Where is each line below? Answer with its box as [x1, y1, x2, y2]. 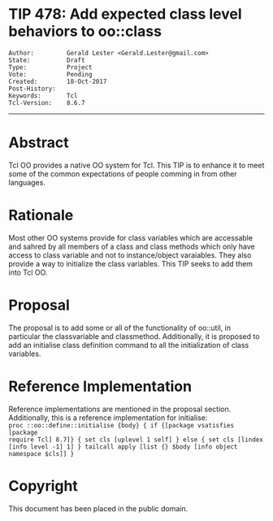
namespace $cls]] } [8, 449, 75, 458]
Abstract [8, 133, 69, 152]
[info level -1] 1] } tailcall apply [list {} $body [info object [8, 442, 238, 451]
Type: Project [8, 63, 93, 72]
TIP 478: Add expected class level [8, 5, 242, 24]
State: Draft [8, 56, 85, 64]
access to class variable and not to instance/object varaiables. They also [8, 250, 252, 260]
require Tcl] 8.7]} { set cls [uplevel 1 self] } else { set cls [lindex [8, 436, 264, 444]
